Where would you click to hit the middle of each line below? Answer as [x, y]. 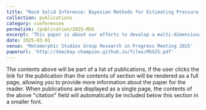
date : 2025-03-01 [29, 40]
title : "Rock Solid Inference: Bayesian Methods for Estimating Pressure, [104, 12]
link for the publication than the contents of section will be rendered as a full [102, 75]
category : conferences [35, 23]
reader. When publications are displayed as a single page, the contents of [99, 89]
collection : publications [39, 18]
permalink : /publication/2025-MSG [51, 29]
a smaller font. [25, 101]
